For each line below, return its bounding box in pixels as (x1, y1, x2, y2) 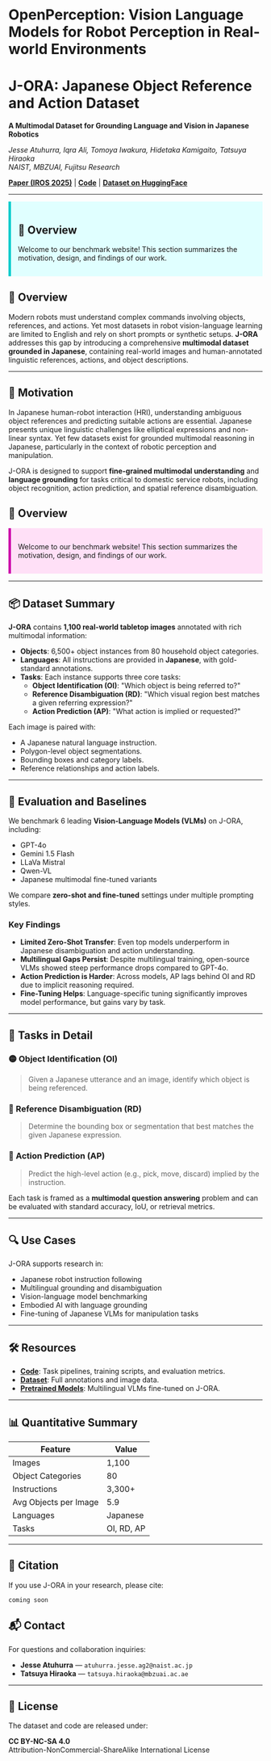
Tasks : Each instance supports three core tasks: (19, 672, 181, 682)
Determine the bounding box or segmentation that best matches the (27, 1121, 254, 1132)
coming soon (8, 1595, 48, 1604)
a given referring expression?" (31, 698, 133, 708)
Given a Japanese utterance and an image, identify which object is (27, 1074, 250, 1084)
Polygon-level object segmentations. (19, 746, 143, 756)
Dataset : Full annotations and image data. (19, 1375, 160, 1385)
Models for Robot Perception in (8, 23, 221, 41)
